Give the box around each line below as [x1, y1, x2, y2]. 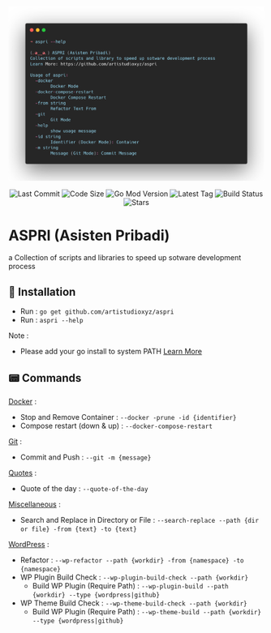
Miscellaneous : [8, 499, 61, 509]
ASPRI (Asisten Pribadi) [8, 226, 170, 245]
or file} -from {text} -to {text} [19, 525, 137, 533]
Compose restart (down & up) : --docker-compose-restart [19, 421, 213, 430]
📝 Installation [8, 284, 76, 298]
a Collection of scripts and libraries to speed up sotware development [8, 253, 242, 263]
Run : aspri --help [19, 315, 84, 325]
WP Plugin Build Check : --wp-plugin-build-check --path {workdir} [19, 572, 249, 582]
